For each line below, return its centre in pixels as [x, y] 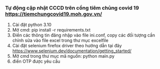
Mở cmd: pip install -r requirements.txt [51, 30]
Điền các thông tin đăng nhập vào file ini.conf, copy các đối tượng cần [84, 35]
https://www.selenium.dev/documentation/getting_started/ [72, 51]
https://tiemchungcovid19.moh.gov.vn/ [54, 14]
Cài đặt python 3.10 [32, 25]
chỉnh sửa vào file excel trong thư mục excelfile [60, 40]
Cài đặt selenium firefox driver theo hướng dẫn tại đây [67, 46]
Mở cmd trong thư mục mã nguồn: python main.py [63, 56]
